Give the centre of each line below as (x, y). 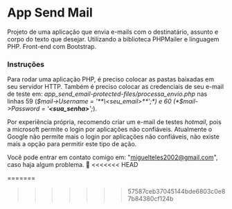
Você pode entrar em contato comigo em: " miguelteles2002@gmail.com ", (113, 157)
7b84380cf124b (151, 199)
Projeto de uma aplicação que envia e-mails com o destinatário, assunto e (113, 32)
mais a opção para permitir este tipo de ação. (72, 144)
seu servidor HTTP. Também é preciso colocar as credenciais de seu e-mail (115, 87)
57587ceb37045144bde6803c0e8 (177, 192)
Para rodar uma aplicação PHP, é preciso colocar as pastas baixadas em (111, 79)
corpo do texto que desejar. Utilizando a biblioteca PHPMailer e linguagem (113, 39)
